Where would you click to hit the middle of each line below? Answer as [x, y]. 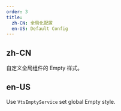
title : [14, 17]
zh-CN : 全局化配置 [32, 23]
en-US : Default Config [40, 28]
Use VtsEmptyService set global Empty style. [61, 101]
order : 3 [17, 12]
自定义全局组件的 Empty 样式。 [44, 68]
